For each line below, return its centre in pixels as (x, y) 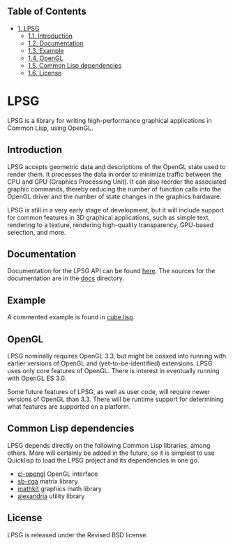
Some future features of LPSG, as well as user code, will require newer (109, 392)
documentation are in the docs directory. (66, 278)
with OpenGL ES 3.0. (37, 378)
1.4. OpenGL (45, 58)
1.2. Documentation (55, 43)
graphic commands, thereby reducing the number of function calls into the (114, 189)
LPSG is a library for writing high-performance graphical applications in (110, 120)
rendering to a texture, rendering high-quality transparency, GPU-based (111, 225)
